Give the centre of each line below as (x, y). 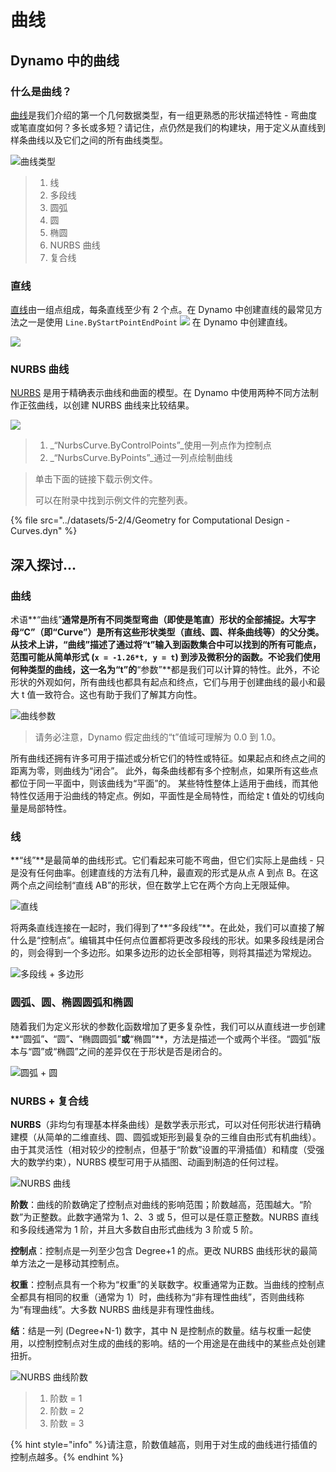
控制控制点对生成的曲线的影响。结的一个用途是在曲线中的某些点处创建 (181, 1343)
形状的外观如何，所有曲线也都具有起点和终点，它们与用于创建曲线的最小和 (163, 682)
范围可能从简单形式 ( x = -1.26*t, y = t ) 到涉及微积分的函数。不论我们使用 (166, 657)
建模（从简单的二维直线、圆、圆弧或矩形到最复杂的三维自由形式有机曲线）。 (166, 1137)
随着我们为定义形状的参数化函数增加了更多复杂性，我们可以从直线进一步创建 (168, 1026)
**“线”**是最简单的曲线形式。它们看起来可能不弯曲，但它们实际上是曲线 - (162, 860)
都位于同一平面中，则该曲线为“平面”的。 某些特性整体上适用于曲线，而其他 (164, 783)
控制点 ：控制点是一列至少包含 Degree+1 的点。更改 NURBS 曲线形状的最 (160, 1251)
